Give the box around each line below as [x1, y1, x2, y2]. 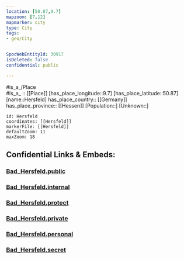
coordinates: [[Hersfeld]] [6, 118, 72, 125]
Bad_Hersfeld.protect [6, 198, 69, 206]
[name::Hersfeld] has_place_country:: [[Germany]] [6, 96, 127, 103]
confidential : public [6, 62, 59, 68]
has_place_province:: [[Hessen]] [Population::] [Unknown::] [6, 102, 149, 109]
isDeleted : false [6, 57, 48, 63]
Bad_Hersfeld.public [6, 167, 66, 175]
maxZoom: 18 [6, 134, 35, 140]
